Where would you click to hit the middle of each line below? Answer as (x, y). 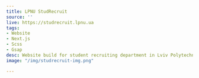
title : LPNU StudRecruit (37, 11)
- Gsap (14, 50)
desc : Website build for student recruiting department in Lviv (87, 55)
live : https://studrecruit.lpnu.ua (50, 22)
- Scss (14, 45)
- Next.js (18, 39)
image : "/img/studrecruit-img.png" (50, 60)
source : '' (20, 17)
